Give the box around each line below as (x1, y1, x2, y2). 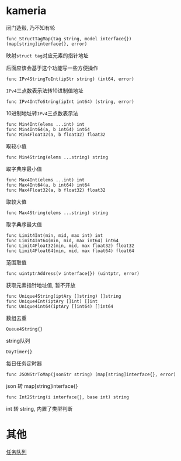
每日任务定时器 (6, 360, 42, 367)
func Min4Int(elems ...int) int (6, 121, 85, 127)
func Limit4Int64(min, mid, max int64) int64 (6, 238, 119, 243)
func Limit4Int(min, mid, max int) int (6, 232, 103, 238)
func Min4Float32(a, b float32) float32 (6, 132, 106, 137)
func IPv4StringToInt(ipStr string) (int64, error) (6, 76, 134, 82)
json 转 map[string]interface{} (6, 382, 78, 390)
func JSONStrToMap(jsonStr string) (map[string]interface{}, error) (6, 371, 176, 377)
